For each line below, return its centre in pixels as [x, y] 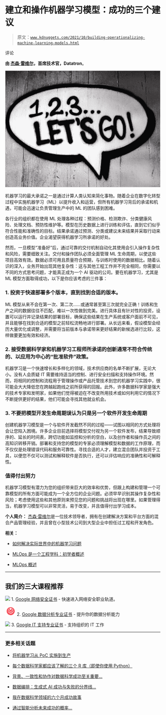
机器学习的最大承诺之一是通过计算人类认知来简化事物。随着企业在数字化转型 [83, 196]
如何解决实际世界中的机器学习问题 [47, 544]
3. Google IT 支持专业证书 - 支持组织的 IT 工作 [58, 625]
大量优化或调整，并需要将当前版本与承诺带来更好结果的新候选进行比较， [83, 329]
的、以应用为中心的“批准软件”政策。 [48, 357]
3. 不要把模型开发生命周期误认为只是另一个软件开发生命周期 [76, 413]
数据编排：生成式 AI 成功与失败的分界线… [54, 686]
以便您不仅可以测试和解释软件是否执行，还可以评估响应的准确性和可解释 [87, 456]
